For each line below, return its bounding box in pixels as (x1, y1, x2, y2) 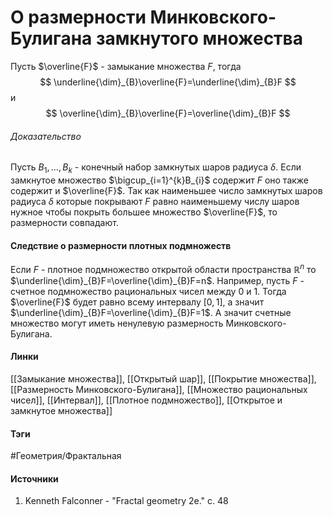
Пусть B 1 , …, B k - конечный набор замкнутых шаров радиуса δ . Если (10, 161, 302, 175)
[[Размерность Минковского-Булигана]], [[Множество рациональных (10, 384, 308, 395)
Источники (10, 472, 59, 485)
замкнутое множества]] (10, 405, 113, 416)
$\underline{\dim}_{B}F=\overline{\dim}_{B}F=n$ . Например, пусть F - (10, 274, 305, 286)
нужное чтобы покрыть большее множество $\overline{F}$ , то (10, 206, 278, 218)
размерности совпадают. (10, 216, 119, 228)
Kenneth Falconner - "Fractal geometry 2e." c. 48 (24, 495, 229, 507)
